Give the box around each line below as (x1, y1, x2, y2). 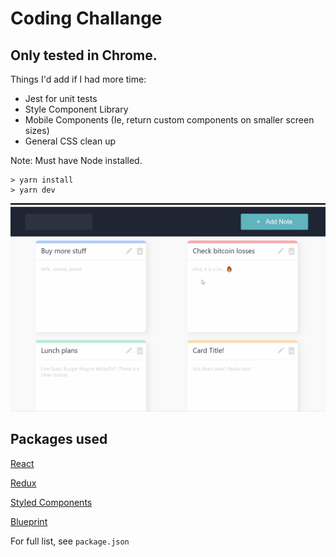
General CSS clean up (24, 135, 117, 147)
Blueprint (10, 515, 48, 527)
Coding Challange (10, 7, 163, 30)
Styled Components (10, 496, 93, 508)
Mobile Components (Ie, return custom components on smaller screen (24, 114, 315, 126)
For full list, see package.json (10, 535, 130, 547)
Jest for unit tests (24, 93, 98, 104)
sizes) (24, 125, 50, 136)
